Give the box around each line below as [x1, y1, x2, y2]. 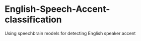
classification [4, 14, 62, 25]
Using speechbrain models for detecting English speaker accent [4, 30, 136, 36]
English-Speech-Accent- [4, 3, 110, 15]
